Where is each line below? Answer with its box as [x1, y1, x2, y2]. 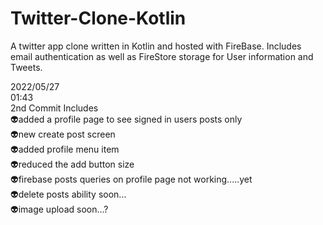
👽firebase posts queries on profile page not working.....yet [10, 173, 253, 185]
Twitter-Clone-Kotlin [10, 7, 187, 30]
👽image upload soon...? [10, 203, 109, 215]
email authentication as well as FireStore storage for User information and [10, 50, 314, 62]
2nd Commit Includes [10, 102, 99, 114]
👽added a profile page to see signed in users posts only [10, 113, 243, 125]
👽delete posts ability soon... [10, 188, 127, 200]
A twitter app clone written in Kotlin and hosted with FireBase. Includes [10, 40, 302, 52]
